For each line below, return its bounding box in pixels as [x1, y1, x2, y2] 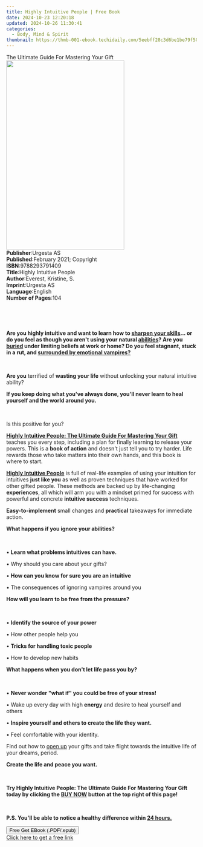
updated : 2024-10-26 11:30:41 [6, 20, 83, 26]
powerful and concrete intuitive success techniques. [6, 495, 139, 503]
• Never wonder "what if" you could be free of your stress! [6, 690, 157, 696]
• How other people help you [6, 631, 79, 638]
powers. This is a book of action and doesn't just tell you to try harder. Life [6, 445, 192, 452]
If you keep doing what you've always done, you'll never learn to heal [6, 391, 184, 397]
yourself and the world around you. [6, 397, 97, 404]
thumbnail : [6, 37, 34, 43]
